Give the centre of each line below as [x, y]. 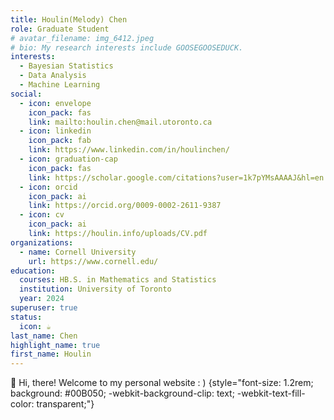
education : [33, 271]
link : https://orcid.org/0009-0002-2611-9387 [125, 206]
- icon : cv [42, 215]
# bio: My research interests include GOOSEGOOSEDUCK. [127, 47]
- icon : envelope [55, 103]
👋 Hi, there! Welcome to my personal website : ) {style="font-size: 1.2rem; [162, 383]
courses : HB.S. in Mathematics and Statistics [118, 280]
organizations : [42, 242]
